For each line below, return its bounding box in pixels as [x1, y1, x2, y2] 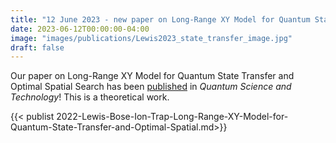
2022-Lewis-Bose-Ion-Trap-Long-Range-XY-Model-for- [56, 111, 289, 123]
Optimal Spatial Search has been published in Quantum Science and [10, 81, 292, 93]
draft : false [10, 42, 65, 53]
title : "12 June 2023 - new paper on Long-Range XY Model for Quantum [10, 14, 311, 25]
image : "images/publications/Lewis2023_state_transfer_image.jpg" [10, 33, 293, 43]
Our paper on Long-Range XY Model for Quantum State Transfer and [10, 70, 295, 82]
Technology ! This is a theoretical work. [10, 91, 170, 103]
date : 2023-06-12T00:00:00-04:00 [10, 24, 150, 34]
